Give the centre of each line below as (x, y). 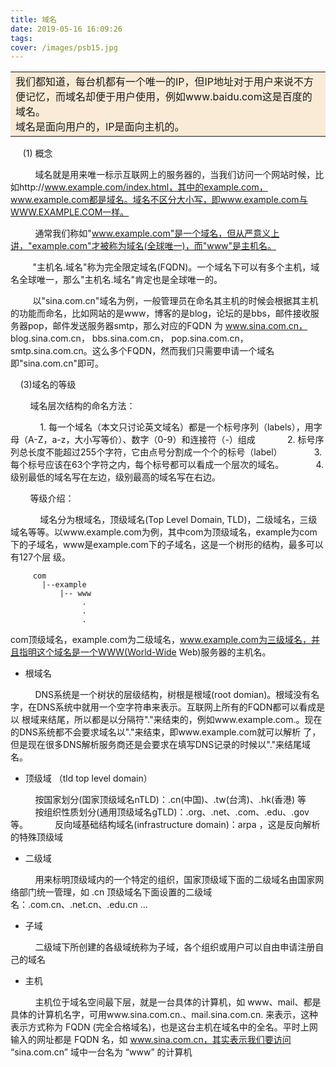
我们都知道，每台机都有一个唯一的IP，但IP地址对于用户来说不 (160, 82)
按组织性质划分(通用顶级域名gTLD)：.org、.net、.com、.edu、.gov (172, 812)
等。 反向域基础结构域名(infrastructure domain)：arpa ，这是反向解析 (165, 825)
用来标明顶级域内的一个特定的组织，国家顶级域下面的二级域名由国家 (175, 880)
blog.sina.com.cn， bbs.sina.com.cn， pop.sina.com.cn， (129, 338)
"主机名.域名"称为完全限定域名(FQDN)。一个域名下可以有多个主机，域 (176, 267)
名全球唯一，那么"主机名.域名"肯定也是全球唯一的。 (116, 280)
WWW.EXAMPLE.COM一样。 (70, 212)
